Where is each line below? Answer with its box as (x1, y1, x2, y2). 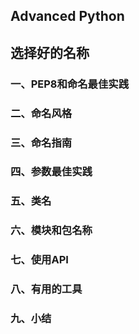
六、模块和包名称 (10, 224, 93, 238)
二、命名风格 (10, 106, 73, 120)
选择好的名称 (10, 44, 90, 61)
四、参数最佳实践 (10, 165, 93, 179)
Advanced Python (10, 8, 125, 25)
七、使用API (10, 253, 69, 267)
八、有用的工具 (10, 282, 83, 296)
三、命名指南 (10, 135, 73, 149)
